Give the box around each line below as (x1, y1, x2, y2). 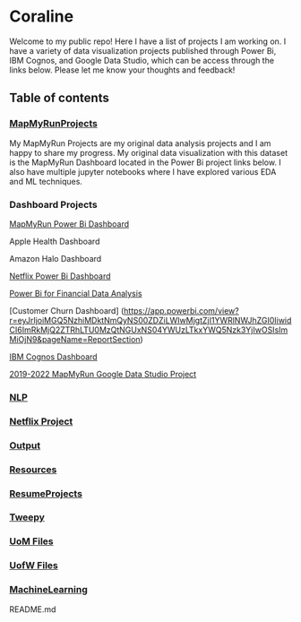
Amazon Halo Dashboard (9, 253, 102, 263)
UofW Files (9, 559, 58, 572)
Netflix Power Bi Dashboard (9, 271, 111, 281)
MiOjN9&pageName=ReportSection (9, 333, 141, 344)
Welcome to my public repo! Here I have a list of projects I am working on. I (9, 36, 287, 47)
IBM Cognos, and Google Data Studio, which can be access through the (9, 55, 275, 65)
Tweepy (9, 511, 45, 523)
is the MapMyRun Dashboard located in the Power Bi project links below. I (9, 157, 282, 168)
